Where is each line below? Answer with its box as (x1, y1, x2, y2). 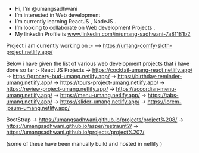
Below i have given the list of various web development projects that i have (6, 60, 190, 67)
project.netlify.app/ (6, 48, 53, 56)
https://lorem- (147, 98, 182, 105)
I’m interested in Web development (14, 11, 101, 19)
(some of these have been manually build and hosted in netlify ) (6, 140, 163, 147)
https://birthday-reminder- (117, 73, 182, 79)
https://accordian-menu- (116, 85, 177, 92)
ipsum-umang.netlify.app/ (6, 105, 70, 111)
